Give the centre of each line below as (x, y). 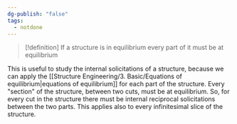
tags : (15, 21)
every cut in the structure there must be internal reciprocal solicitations (111, 99)
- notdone (28, 27)
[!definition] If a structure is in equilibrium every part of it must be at (124, 48)
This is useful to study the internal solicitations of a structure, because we (116, 69)
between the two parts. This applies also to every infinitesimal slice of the (115, 107)
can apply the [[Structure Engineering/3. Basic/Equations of (95, 76)
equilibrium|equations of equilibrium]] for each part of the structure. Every (116, 84)
